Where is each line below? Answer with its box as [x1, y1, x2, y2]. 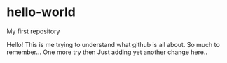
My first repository [6, 27, 60, 35]
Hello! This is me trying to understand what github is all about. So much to [6, 40, 220, 48]
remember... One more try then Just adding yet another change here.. [6, 48, 208, 56]
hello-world [6, 4, 76, 20]
